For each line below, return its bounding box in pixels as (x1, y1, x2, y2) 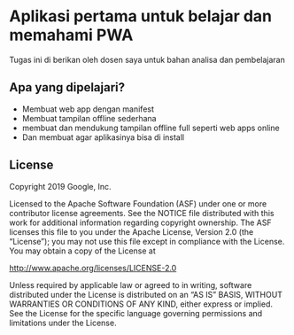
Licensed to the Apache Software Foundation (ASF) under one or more (9, 198, 267, 209)
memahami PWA (9, 25, 134, 45)
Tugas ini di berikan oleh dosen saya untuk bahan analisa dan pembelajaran (9, 54, 285, 65)
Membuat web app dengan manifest (21, 104, 155, 114)
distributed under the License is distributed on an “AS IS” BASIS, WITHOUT (9, 289, 283, 300)
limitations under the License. (9, 317, 117, 328)
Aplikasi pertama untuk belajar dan (9, 6, 273, 27)
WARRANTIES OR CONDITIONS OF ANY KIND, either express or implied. (9, 299, 273, 309)
